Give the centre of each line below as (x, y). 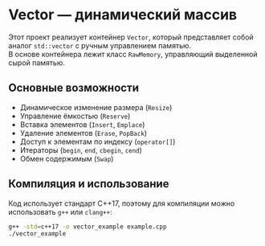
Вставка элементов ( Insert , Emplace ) (82, 124)
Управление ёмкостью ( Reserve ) (75, 116)
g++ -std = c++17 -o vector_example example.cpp (88, 227)
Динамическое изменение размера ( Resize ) (96, 107)
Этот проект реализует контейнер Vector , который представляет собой (131, 37)
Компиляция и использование (89, 184)
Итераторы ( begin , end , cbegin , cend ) (81, 150)
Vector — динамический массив (123, 15)
